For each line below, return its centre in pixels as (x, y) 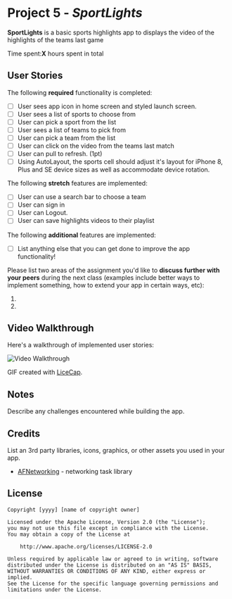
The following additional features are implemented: (82, 235)
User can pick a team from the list (66, 138)
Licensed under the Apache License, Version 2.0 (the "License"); (107, 522)
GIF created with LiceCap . (45, 372)
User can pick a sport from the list (67, 122)
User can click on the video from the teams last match (96, 146)
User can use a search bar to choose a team (82, 197)
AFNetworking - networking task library (75, 471)
